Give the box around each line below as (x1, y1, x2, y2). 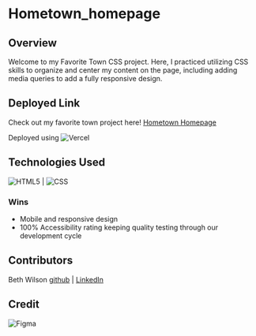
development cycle (19, 230, 82, 241)
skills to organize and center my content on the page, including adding (8, 65, 238, 75)
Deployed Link (8, 96, 81, 110)
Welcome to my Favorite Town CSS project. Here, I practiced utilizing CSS (8, 57, 249, 66)
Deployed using (8, 133, 59, 142)
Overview (8, 36, 58, 50)
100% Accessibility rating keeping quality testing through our (19, 222, 219, 232)
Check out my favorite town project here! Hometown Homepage (8, 118, 217, 127)
